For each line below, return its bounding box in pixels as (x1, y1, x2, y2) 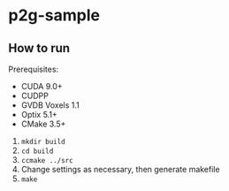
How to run (8, 41, 71, 56)
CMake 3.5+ (20, 118, 66, 129)
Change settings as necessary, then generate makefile (20, 164, 220, 174)
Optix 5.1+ (20, 110, 58, 119)
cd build (20, 147, 54, 156)
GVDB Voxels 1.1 (20, 100, 80, 111)
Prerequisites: (8, 64, 59, 74)
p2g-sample (8, 5, 101, 26)
